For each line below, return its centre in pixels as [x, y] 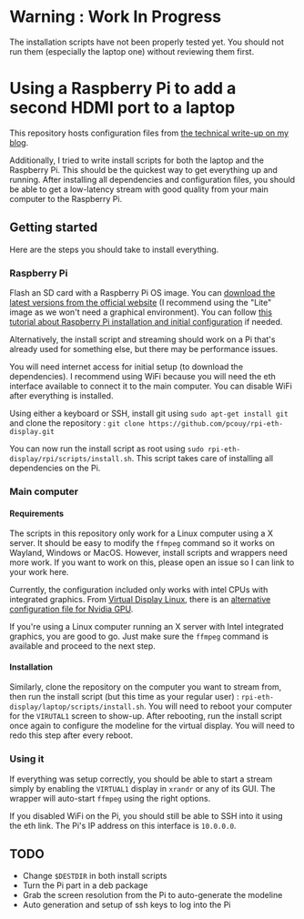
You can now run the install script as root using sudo [107, 449]
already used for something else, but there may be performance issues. [144, 348]
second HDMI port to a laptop [122, 108]
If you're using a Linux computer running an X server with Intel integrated [147, 627]
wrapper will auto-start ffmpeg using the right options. [110, 798]
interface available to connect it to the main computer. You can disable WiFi [151, 386]
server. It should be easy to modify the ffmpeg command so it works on [142, 543]
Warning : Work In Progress [116, 17]
